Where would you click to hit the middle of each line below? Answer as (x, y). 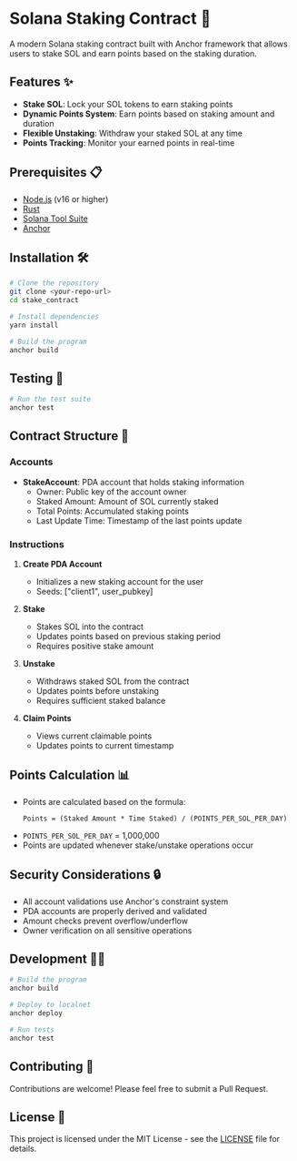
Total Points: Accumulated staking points (112, 511)
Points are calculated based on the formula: (104, 801)
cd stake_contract (44, 300)
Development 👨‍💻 (58, 959)
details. (23, 1149)
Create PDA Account (62, 565)
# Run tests (32, 1029)
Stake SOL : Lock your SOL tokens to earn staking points (128, 104)
